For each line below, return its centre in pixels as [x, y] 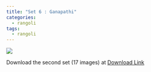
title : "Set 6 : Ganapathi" [42, 12]
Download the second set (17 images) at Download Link [75, 62]
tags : [13, 28]
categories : [21, 17]
